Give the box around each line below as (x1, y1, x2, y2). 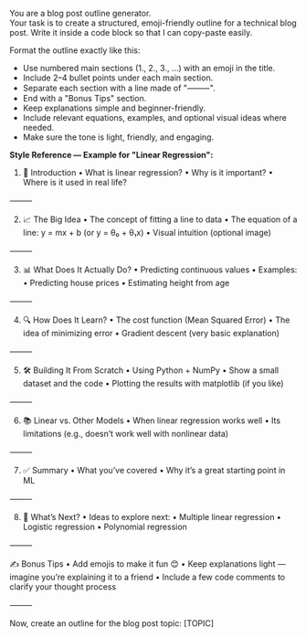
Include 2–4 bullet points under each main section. (22, 72, 214, 83)
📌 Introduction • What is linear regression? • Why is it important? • (22, 167, 274, 177)
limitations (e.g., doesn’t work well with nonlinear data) (22, 429, 229, 439)
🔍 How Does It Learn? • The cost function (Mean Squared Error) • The (22, 314, 290, 325)
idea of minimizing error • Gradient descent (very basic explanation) (22, 328, 280, 338)
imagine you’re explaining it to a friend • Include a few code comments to (9, 571, 286, 582)
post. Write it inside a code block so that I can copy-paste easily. (9, 27, 253, 37)
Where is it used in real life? (22, 177, 128, 187)
